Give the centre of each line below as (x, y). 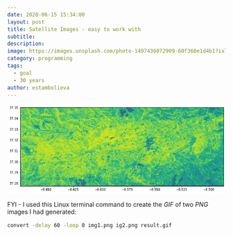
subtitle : (21, 37)
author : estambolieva (38, 88)
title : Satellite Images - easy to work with (74, 29)
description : (26, 44)
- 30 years (29, 80)
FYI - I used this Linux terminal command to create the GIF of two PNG (108, 205)
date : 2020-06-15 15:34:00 (46, 15)
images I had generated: (42, 212)
